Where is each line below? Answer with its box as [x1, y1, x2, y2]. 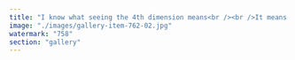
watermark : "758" [9, 29, 74, 38]
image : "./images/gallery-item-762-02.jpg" [9, 21, 173, 30]
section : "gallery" [9, 37, 82, 47]
